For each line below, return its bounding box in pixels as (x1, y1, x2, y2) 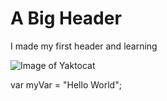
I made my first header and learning (10, 40, 158, 52)
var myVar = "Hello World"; (10, 78, 122, 91)
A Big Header (10, 7, 122, 30)
